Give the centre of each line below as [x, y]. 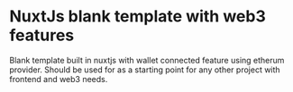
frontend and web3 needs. [59, 79]
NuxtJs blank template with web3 [137, 17]
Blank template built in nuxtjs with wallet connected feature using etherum [147, 60]
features [42, 35]
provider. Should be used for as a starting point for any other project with [145, 70]
